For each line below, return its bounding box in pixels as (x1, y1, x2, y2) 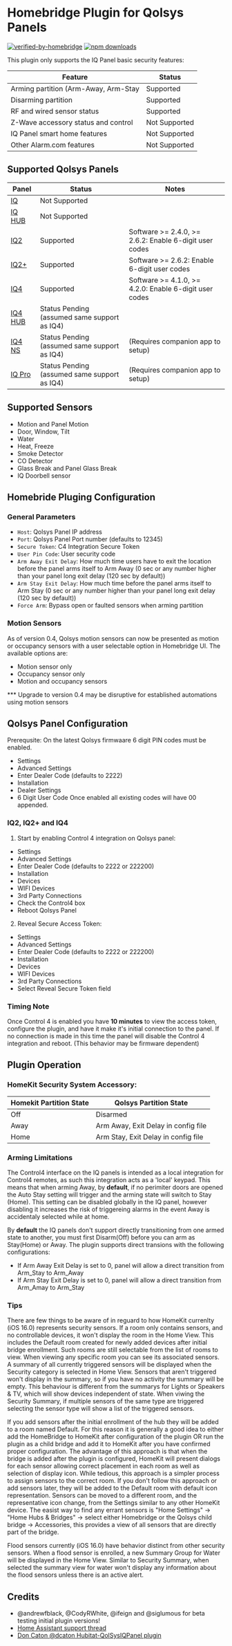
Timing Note (7, 1001, 50, 1011)
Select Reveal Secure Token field (17, 984, 112, 993)
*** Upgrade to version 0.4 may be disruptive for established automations (7, 690, 217, 699)
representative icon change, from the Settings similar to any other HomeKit (7, 1499, 220, 1507)
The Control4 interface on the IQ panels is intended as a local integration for (7, 1168, 224, 1177)
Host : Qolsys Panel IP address (17, 527, 102, 536)
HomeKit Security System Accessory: (7, 1080, 137, 1089)
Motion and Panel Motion (17, 420, 89, 428)
